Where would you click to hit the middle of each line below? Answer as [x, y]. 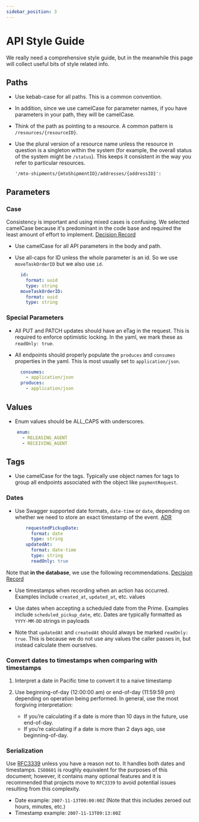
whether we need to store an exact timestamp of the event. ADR [93, 517]
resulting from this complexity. [43, 789]
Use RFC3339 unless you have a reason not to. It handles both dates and [96, 764]
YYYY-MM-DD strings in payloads [52, 621]
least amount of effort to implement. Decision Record [71, 235]
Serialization [25, 751]
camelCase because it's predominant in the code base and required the [94, 228]
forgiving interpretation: [44, 705]
